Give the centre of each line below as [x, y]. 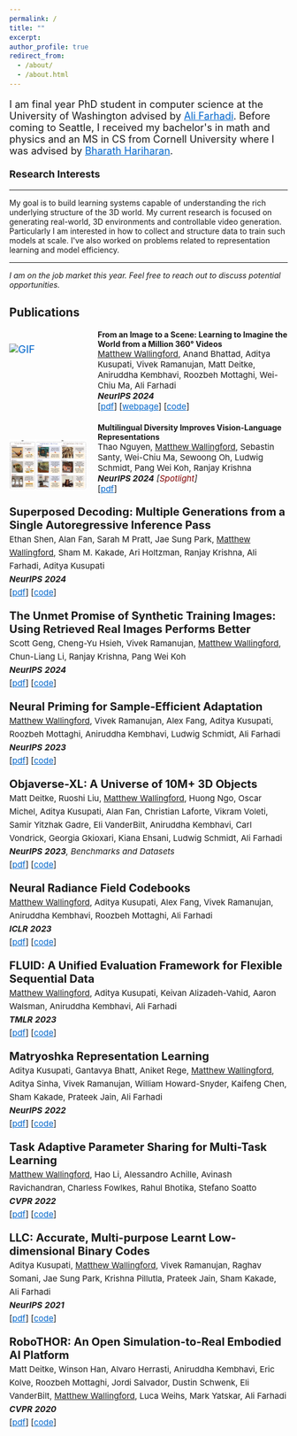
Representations [129, 437]
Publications [45, 313]
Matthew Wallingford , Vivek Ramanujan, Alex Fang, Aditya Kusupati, [141, 721]
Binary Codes [114, 1251]
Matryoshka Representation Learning [109, 1057]
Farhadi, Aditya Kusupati [57, 566]
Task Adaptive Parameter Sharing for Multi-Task [138, 1147]
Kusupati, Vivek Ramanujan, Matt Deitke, [177, 365]
